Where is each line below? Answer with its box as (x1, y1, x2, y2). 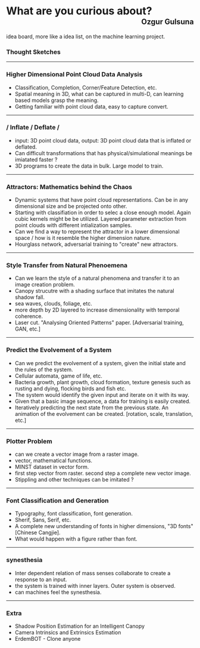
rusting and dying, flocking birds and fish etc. (14, 385, 127, 392)
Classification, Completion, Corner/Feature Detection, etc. (14, 84, 157, 91)
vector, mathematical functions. (14, 457, 93, 464)
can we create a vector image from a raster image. (14, 450, 139, 458)
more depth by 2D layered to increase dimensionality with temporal (14, 306, 180, 314)
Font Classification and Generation (6, 496, 109, 505)
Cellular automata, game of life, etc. (14, 372, 102, 379)
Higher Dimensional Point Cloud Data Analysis (6, 70, 143, 79)
